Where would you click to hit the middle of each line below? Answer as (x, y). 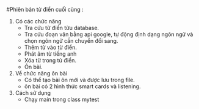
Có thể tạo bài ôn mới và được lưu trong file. (80, 80)
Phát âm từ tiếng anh (50, 54)
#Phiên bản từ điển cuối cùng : (45, 9)
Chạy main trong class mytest (62, 99)
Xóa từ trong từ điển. (50, 60)
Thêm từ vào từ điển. (51, 47)
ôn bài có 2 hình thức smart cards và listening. (82, 86)
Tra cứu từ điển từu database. (62, 28)
